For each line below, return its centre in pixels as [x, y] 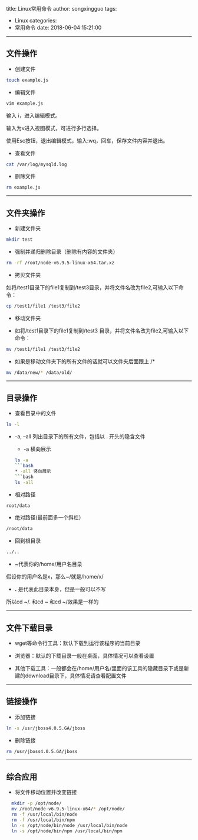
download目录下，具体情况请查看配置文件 [76, 676]
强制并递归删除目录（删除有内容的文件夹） [66, 251]
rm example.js [24, 188]
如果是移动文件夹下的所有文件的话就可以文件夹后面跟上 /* [85, 361]
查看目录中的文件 [35, 413]
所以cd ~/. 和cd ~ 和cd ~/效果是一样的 [52, 602]
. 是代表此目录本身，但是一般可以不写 [60, 589]
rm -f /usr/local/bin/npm [43, 820]
